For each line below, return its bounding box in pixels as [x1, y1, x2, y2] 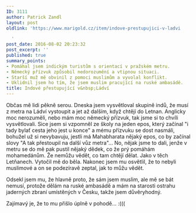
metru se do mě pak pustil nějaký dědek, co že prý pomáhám [6, 146, 155, 153]
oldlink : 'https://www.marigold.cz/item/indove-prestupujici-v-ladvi [6, 25, 181, 31]
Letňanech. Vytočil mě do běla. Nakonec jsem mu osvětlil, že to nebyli [6, 158, 177, 165]
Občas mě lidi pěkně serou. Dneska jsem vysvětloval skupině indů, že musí [6, 102, 189, 108]
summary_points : [6, 57, 46, 64]
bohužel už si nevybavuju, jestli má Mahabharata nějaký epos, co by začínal [6, 133, 191, 140]
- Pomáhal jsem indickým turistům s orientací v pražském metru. [6, 63, 170, 69]
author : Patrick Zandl [6, 14, 62, 20]
